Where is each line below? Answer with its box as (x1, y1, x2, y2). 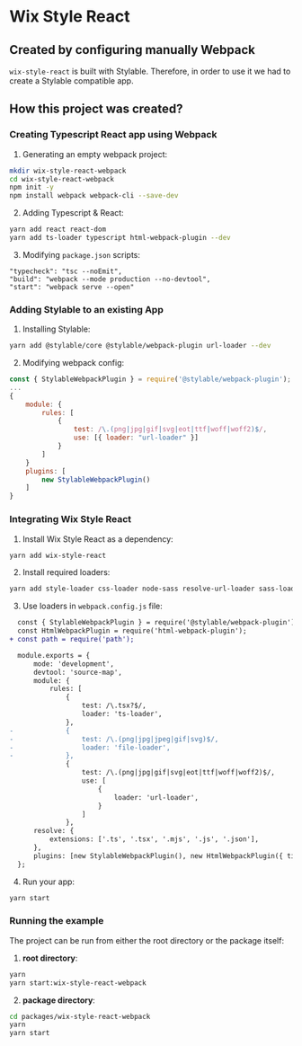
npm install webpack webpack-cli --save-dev (9, 191, 179, 200)
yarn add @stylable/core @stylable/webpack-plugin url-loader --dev (9, 341, 271, 350)
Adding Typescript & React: (22, 208, 124, 218)
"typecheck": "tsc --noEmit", (9, 267, 123, 276)
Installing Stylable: (22, 324, 91, 334)
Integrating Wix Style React (9, 513, 132, 526)
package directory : (22, 995, 96, 1006)
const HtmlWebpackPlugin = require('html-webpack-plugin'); (17, 626, 247, 635)
